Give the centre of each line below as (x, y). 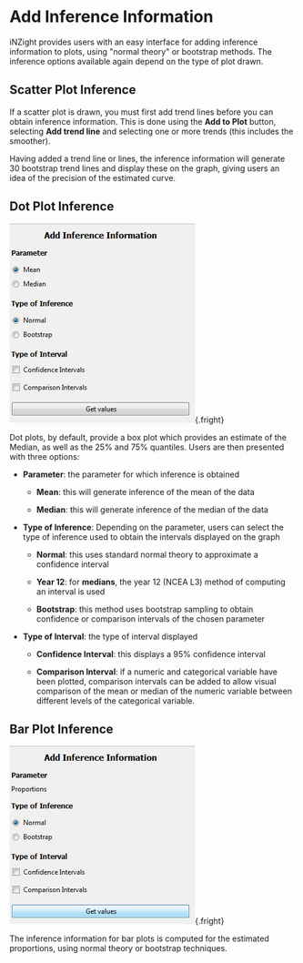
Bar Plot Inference (61, 729)
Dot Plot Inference (62, 207)
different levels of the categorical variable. (116, 700)
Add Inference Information (111, 17)
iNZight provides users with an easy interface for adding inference (134, 42)
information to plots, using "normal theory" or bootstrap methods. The (141, 51)
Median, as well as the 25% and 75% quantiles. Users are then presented (147, 447)
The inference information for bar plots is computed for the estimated (140, 938)
